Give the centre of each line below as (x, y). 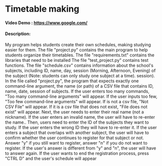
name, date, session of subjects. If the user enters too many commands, (77, 91)
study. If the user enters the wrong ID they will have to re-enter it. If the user (81, 127)
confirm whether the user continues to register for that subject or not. (74, 138)
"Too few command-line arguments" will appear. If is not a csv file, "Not (77, 101)
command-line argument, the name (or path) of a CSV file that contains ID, (79, 86)
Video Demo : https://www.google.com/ (46, 22)
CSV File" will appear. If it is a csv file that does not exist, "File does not (76, 107)
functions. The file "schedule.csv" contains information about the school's (79, 65)
